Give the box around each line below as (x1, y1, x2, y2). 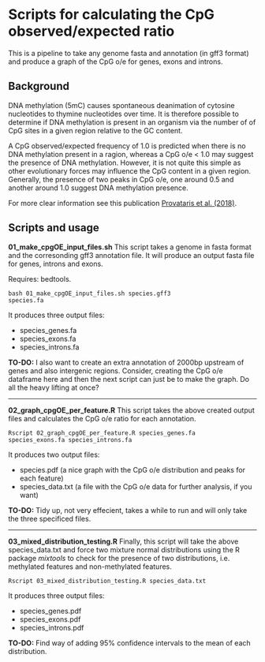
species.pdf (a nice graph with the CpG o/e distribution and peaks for (19, 465, 246, 474)
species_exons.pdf (19, 614, 81, 624)
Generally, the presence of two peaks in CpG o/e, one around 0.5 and (8, 174, 234, 184)
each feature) (19, 473, 65, 483)
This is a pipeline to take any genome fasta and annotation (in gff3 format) (8, 48, 250, 58)
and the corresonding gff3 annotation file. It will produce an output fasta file (8, 250, 255, 260)
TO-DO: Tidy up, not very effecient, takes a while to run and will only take (8, 505, 248, 514)
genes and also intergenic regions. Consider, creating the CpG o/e (8, 365, 223, 376)
